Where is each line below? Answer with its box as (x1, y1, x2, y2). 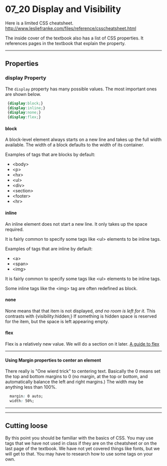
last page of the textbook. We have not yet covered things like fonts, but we (5, 446, 160, 452)
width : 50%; (9, 399, 35, 404)
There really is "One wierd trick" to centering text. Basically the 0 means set (5, 368, 161, 374)
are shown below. (5, 91, 41, 97)
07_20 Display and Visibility (5, 3, 121, 15)
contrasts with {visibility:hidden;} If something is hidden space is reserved (5, 313, 157, 319)
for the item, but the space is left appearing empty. (5, 318, 109, 324)
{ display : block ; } (7, 101, 43, 106)
